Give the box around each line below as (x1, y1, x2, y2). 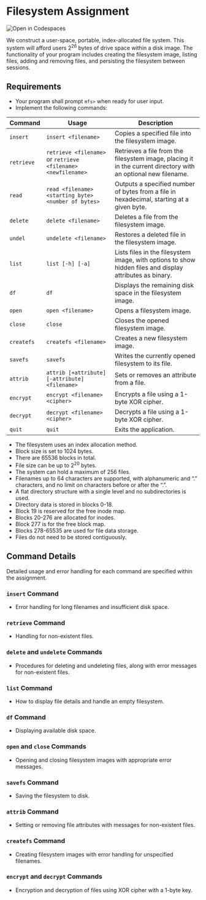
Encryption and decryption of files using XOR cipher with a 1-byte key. (15, 886, 193, 894)
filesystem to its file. (114, 359, 173, 368)
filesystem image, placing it (114, 155, 194, 163)
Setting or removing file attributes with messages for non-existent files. (15, 821, 195, 829)
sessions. (6, 63, 31, 71)
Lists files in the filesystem (114, 248, 191, 257)
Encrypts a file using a (114, 390, 179, 398)
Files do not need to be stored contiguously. (15, 533, 127, 541)
